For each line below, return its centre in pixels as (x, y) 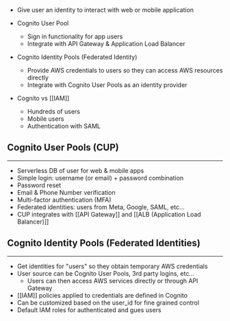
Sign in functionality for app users (75, 36)
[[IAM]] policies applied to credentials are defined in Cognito (102, 295)
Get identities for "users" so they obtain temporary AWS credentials (112, 266)
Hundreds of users (54, 111)
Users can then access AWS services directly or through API (113, 281)
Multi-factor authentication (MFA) (64, 200)
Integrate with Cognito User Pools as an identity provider (107, 85)
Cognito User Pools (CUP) (63, 148)
